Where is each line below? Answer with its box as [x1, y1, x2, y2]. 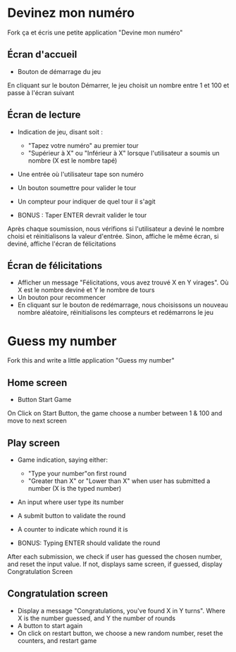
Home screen [7, 377, 68, 389]
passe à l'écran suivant [7, 88, 75, 96]
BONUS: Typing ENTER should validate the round [17, 539, 161, 547]
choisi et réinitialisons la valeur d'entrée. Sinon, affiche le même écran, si [7, 232, 219, 240]
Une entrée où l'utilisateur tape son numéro [17, 170, 144, 178]
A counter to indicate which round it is [17, 525, 128, 533]
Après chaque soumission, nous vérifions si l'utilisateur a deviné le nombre [7, 224, 225, 233]
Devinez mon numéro [7, 5, 135, 21]
